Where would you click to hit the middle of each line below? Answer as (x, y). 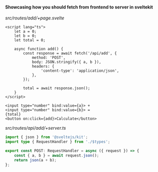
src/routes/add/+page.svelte (35, 18)
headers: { (43, 67)
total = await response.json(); (57, 88)
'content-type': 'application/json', (80, 71)
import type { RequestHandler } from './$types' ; (58, 142)
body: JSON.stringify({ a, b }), (66, 62)
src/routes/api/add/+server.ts (36, 128)
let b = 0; (25, 36)
